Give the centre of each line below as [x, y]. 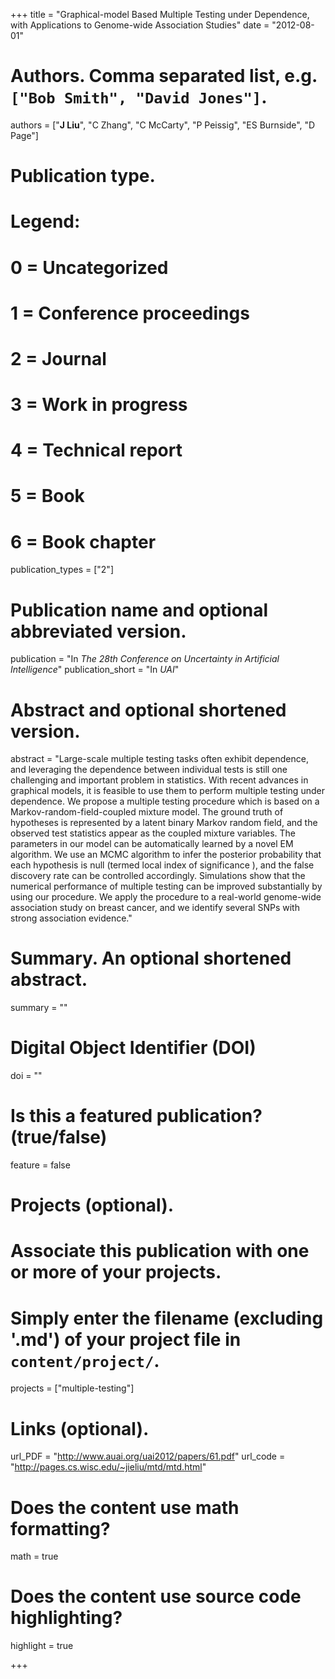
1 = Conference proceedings [130, 313]
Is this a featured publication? [136, 1116]
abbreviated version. [98, 631]
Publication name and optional [139, 610]
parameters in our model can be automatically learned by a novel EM [152, 844]
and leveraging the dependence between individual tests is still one [149, 770]
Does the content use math [125, 1507]
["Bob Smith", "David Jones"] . [139, 97]
